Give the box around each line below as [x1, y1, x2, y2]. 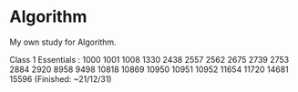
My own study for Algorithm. [9, 36, 117, 47]
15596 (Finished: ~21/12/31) [9, 73, 112, 84]
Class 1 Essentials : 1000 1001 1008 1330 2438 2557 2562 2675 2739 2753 [9, 54, 290, 65]
